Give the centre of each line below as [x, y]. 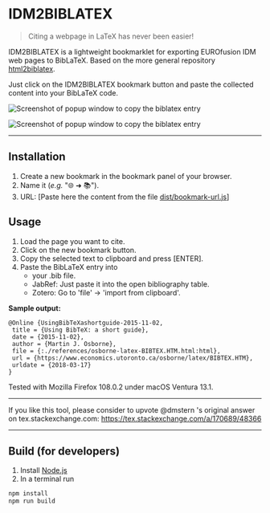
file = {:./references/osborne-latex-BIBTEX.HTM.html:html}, [116, 351]
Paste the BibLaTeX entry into [69, 267]
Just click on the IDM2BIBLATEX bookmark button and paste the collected [131, 84]
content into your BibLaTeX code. [63, 92]
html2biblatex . [32, 68]
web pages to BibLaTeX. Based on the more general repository [112, 60]
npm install [28, 494]
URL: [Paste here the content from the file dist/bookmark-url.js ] [125, 197]
